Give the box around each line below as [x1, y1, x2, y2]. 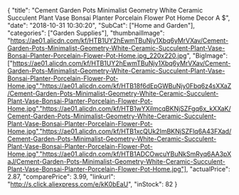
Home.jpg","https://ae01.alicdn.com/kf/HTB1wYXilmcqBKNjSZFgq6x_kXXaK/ [7, 105, 231, 112]
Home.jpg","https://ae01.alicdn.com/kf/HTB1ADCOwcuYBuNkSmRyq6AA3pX [7, 149, 232, 158]
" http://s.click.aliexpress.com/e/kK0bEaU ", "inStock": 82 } [7, 180, 178, 188]
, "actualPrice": [186, 165, 230, 173]
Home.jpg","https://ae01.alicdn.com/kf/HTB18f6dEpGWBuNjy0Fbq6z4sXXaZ [7, 82, 232, 90]
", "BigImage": [186, 51, 228, 60]
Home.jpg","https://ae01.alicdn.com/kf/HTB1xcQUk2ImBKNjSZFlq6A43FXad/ [7, 127, 232, 135]
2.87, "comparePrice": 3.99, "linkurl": [7, 172, 116, 181]
